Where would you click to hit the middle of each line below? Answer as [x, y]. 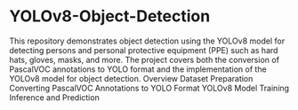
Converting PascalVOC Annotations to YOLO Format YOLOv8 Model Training [149, 88]
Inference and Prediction [54, 97]
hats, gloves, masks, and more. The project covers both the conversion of [145, 59]
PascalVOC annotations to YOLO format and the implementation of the [138, 69]
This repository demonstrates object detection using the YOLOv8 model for [147, 41]
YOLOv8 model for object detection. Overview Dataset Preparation [131, 78]
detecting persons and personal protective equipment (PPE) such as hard [144, 50]
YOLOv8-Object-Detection [110, 16]
